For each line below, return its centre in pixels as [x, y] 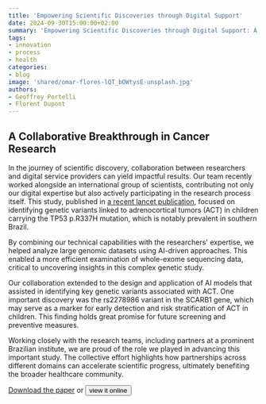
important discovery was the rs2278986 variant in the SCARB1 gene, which [131, 299]
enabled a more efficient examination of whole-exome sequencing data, [126, 259]
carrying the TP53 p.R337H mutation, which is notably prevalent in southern [133, 218]
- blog [19, 75]
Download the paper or [46, 390]
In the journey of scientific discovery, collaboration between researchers [127, 167]
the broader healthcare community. [66, 374]
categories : [28, 67]
